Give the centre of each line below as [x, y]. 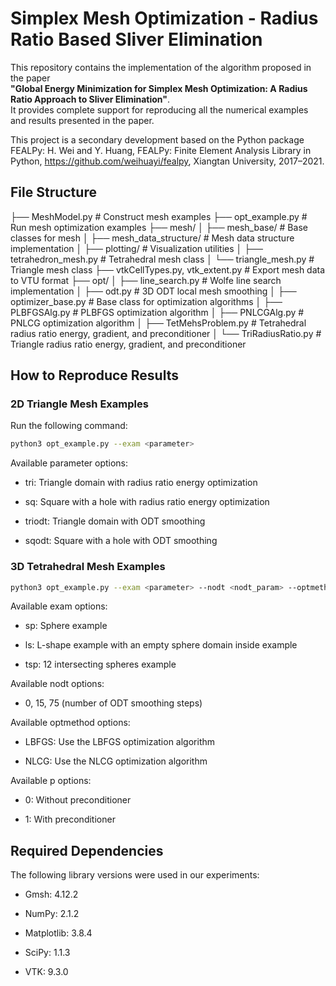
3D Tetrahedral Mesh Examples [88, 567]
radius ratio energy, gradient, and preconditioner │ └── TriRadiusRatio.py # [166, 333]
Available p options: [51, 781]
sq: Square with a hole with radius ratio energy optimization [147, 502]
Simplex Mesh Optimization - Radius [164, 18]
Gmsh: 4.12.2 [51, 894]
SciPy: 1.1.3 [47, 953]
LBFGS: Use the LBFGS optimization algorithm [120, 742]
